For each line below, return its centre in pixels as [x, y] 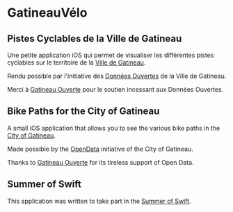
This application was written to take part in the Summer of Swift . [99, 201]
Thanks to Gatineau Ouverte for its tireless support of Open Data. [101, 162]
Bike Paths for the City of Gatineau [83, 112]
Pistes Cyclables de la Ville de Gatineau [95, 39]
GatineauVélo [47, 13]
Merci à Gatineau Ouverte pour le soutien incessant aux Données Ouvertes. [115, 89]
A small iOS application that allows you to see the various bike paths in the [114, 128]
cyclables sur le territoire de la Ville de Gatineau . [77, 63]
